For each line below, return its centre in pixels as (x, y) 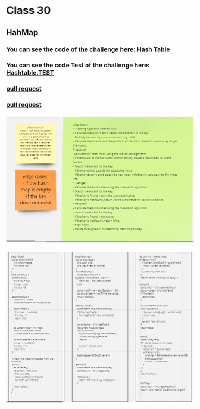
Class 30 (29, 10)
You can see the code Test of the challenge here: (78, 65)
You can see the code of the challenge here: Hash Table (88, 49)
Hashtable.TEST (30, 73)
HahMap (22, 32)
